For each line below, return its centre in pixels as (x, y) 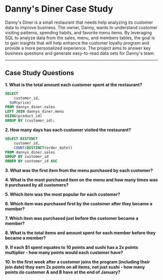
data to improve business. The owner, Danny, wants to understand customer (81, 27)
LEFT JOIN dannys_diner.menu (34, 112)
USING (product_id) (24, 116)
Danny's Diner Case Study (59, 9)
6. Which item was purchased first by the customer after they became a (79, 204)
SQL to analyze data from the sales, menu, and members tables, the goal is (80, 38)
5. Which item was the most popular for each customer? (63, 194)
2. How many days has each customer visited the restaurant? (68, 130)
